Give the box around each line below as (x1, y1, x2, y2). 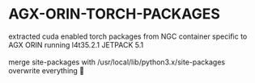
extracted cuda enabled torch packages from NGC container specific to (8, 31, 248, 41)
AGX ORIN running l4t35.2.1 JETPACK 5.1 (8, 39, 144, 49)
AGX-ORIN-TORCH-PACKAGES (8, 5, 221, 23)
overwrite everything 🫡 (8, 65, 85, 75)
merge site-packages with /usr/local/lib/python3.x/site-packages (8, 57, 226, 67)
